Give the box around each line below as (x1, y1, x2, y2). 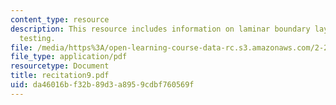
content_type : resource (10, 14, 110, 25)
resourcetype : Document (10, 61, 110, 71)
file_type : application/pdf (10, 52, 128, 62)
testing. (19, 33, 56, 43)
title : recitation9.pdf (10, 71, 110, 81)
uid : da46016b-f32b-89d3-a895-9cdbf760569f (10, 80, 195, 90)
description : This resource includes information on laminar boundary (10, 24, 311, 34)
